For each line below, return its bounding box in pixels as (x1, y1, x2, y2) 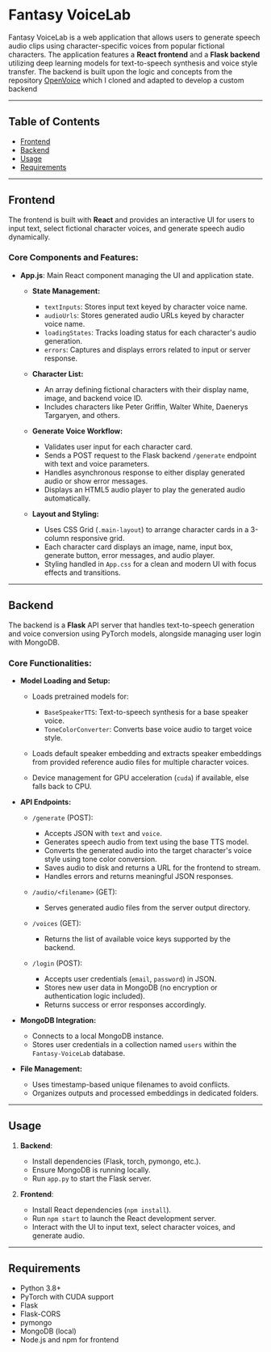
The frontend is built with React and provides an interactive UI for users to (8, 214, 255, 224)
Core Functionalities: (8, 657, 92, 669)
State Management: (31, 285, 101, 296)
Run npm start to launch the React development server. (31, 1213, 216, 1223)
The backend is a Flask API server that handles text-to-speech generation (8, 620, 255, 630)
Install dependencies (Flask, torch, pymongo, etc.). (31, 1156, 202, 1166)
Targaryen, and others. (44, 410, 120, 420)
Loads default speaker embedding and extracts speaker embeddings (31, 748, 262, 758)
